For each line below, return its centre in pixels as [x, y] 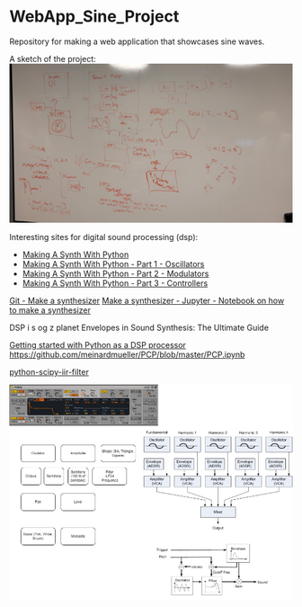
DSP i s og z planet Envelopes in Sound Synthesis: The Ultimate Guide [139, 328]
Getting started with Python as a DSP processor [98, 345]
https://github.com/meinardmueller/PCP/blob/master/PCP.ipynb [127, 355]
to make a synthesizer [50, 310]
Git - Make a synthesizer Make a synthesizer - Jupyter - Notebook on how [147, 301]
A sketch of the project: [53, 58]
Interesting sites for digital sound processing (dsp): [104, 237]
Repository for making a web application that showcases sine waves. [137, 41]
